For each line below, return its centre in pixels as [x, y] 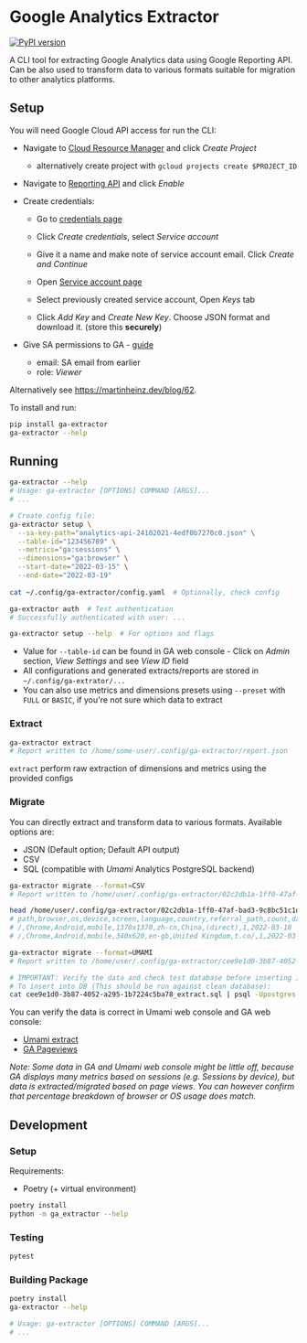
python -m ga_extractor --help [69, 1214]
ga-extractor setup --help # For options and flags [112, 634]
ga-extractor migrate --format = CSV [77, 886]
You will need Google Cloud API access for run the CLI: [113, 130]
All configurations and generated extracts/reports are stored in [140, 671]
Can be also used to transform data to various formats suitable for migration [152, 70]
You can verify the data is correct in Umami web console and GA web [140, 1012]
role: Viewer [59, 371]
